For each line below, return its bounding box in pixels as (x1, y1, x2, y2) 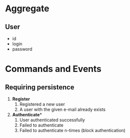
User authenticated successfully (19, 117, 85, 123)
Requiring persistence (5, 83, 75, 91)
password (12, 46, 33, 52)
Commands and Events (5, 64, 102, 74)
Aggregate (5, 3, 50, 14)
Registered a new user (19, 102, 65, 107)
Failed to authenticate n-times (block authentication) (19, 128, 126, 133)
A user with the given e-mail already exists (19, 106, 106, 112)
